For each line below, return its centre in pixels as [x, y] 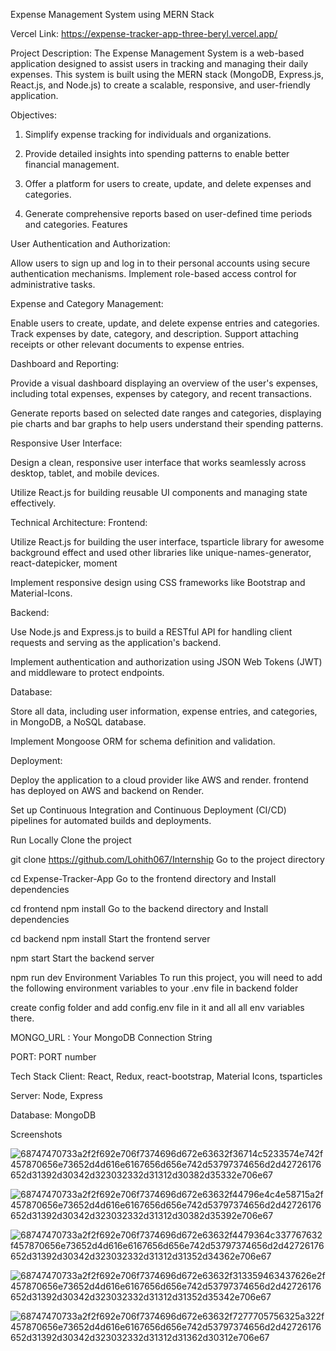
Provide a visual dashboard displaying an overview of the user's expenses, [164, 383]
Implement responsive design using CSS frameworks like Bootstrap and [158, 582]
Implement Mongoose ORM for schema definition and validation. [143, 741]
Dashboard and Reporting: [65, 363]
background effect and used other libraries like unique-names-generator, [161, 552]
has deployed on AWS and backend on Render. [107, 790]
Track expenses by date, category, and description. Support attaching [154, 333]
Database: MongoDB [53, 1115]
